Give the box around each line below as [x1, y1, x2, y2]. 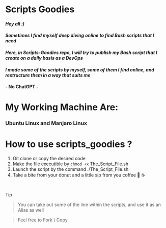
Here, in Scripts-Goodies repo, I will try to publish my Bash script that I [5, 49, 157, 56]
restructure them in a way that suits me [5, 72, 91, 78]
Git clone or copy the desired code [12, 156, 86, 162]
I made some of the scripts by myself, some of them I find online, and [5, 66, 154, 72]
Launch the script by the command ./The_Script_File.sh [12, 166, 129, 172]
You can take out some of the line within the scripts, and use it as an [17, 201, 161, 208]
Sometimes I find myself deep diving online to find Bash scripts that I [5, 32, 154, 39]
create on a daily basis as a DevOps [5, 55, 83, 61]
